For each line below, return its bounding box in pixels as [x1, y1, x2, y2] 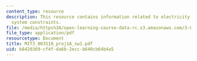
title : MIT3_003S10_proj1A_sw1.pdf [6, 41, 93, 47]
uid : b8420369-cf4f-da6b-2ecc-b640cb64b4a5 [6, 46, 114, 52]
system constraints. [11, 19, 62, 25]
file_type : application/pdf [6, 30, 75, 36]
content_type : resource [6, 8, 64, 15]
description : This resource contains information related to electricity [6, 14, 191, 20]
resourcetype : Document [6, 35, 64, 41]
